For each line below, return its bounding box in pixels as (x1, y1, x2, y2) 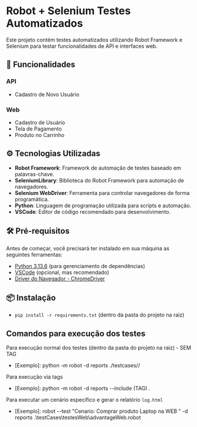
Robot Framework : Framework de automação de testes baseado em (14, 164, 182, 171)
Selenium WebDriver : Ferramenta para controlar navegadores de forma (14, 189, 190, 196)
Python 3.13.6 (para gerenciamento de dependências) (14, 262, 146, 269)
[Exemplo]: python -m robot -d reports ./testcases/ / (14, 362, 140, 369)
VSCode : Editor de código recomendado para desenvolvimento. (14, 208, 171, 215)
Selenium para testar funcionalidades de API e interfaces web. (6, 43, 158, 50)
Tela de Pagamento (14, 125, 62, 132)
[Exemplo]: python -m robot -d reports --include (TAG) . (14, 385, 150, 392)
